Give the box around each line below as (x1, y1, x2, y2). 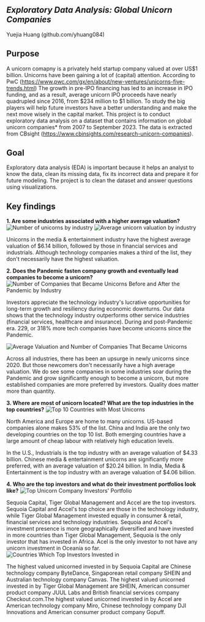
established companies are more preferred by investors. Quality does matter (6, 381, 199, 389)
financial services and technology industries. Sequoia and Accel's (6, 518, 173, 526)
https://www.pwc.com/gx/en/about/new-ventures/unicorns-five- (21, 78, 185, 85)
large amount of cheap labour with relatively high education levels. (6, 438, 174, 445)
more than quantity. (6, 387, 56, 395)
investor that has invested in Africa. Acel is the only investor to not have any (6, 538, 198, 545)
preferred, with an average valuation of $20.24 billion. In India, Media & (6, 462, 185, 469)
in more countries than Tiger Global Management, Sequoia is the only (6, 531, 182, 539)
